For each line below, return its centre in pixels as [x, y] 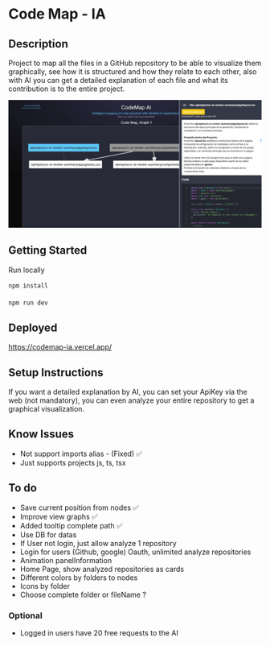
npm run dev [28, 303]
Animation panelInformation [66, 560]
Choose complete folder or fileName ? [83, 594]
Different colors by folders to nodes [79, 578]
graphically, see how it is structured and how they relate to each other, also [133, 72]
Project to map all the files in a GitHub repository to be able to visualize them [135, 63]
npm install [28, 286]
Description [38, 44]
